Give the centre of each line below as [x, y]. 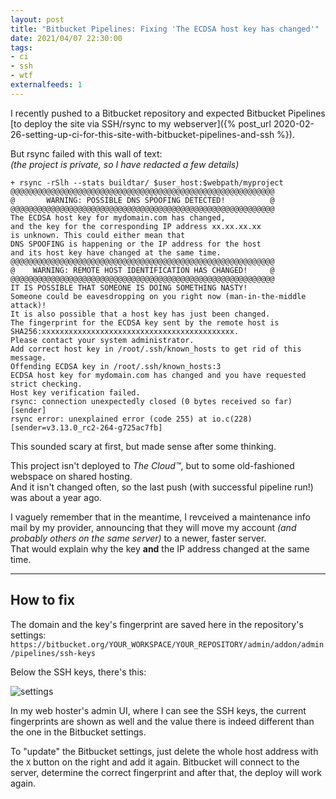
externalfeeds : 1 [46, 85]
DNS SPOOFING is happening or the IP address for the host [136, 244]
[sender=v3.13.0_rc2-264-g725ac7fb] [86, 427]
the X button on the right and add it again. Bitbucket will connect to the [155, 762]
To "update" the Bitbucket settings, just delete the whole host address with [164, 751]
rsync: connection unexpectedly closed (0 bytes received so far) [151, 401]
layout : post [37, 19]
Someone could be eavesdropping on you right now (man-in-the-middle [158, 296]
